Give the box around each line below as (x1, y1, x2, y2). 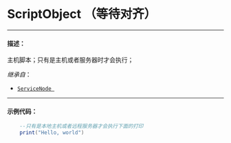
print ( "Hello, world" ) (19, 129, 85, 136)
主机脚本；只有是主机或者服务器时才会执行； (7, 56, 134, 64)
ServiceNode (16, 85, 52, 93)
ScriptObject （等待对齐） (7, 6, 157, 22)
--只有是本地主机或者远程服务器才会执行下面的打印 (19, 123, 144, 130)
